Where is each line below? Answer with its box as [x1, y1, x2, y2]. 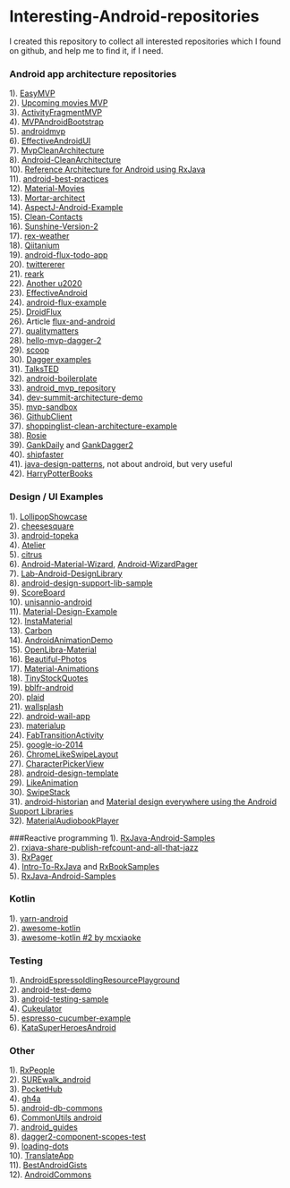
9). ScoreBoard [9, 587, 65, 598]
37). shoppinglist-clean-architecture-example [9, 420, 177, 431]
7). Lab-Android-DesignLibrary [9, 568, 123, 579]
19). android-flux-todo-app [9, 250, 108, 260]
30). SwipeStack [9, 786, 71, 797]
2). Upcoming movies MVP [9, 98, 108, 108]
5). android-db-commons [9, 1103, 103, 1114]
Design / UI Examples [9, 490, 104, 503]
